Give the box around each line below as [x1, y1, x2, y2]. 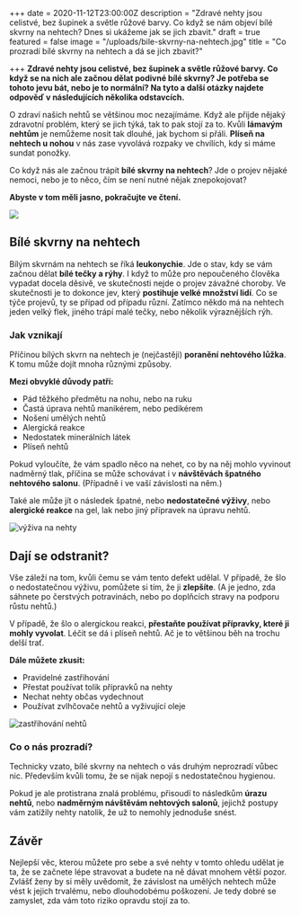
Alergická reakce [22, 422, 85, 433]
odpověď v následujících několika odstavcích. [9, 92, 185, 102]
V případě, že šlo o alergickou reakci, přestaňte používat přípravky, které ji [9, 617, 290, 628]
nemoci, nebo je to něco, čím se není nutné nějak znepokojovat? [9, 174, 247, 185]
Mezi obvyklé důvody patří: [9, 377, 114, 387]
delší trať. [9, 637, 45, 648]
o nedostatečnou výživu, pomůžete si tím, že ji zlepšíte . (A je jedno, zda [9, 582, 276, 592]
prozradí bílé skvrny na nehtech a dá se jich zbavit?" [9, 46, 204, 57]
